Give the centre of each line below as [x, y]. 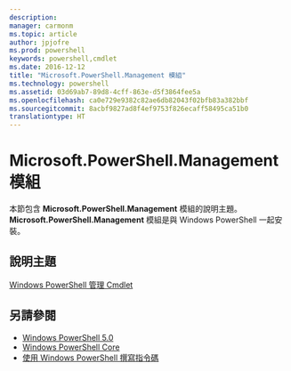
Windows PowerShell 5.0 [68, 337]
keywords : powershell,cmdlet [63, 59]
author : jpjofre [39, 42]
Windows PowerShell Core [71, 347]
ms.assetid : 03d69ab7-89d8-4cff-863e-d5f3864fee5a [105, 92]
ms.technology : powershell [59, 84]
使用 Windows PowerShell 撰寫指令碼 [90, 358]
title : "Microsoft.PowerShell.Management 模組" [98, 76]
